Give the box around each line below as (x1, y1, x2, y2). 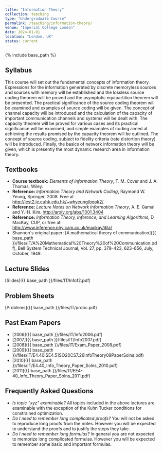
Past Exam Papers (5, 319, 61, 327)
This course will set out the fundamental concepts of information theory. (5, 79, 150, 85)
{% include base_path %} (5, 52, 56, 58)
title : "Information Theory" (5, 7, 64, 12)
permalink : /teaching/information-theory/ (5, 20, 92, 26)
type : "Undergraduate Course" (5, 16, 67, 21)
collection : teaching (5, 12, 49, 17)
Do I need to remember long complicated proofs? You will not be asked (12, 415, 155, 421)
